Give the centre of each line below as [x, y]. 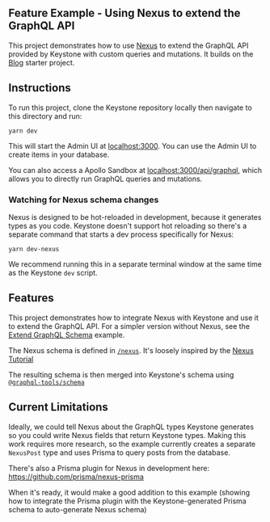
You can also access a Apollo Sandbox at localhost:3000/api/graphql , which [135, 170]
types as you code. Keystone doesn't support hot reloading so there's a [128, 225]
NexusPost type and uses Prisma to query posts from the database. [119, 453]
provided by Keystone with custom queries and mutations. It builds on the [131, 54]
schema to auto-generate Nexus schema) [78, 509]
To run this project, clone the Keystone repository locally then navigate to [130, 107]
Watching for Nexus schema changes [84, 200]
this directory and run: [45, 116]
